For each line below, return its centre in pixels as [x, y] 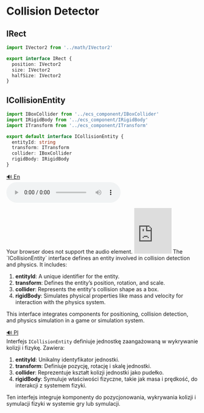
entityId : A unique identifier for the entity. [67, 276]
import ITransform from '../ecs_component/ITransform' [77, 125]
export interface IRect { [39, 58]
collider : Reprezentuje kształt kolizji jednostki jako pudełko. [90, 372]
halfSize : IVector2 [37, 75]
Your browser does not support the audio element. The [94, 251]
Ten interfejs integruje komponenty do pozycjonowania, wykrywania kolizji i [101, 397]
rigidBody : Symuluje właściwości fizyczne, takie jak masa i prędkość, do [106, 379]
